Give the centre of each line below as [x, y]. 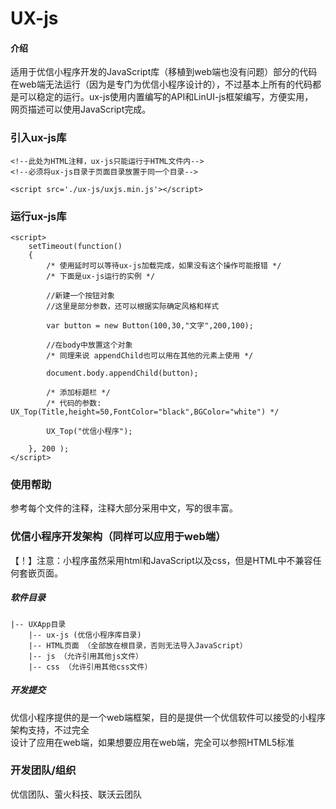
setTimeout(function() [75, 246]
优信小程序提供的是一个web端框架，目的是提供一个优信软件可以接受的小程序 [168, 717]
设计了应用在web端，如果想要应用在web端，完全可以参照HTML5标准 [152, 742]
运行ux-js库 [38, 216]
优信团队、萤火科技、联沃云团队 [76, 794]
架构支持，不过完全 [50, 729]
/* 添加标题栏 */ [78, 392]
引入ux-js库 [38, 138]
